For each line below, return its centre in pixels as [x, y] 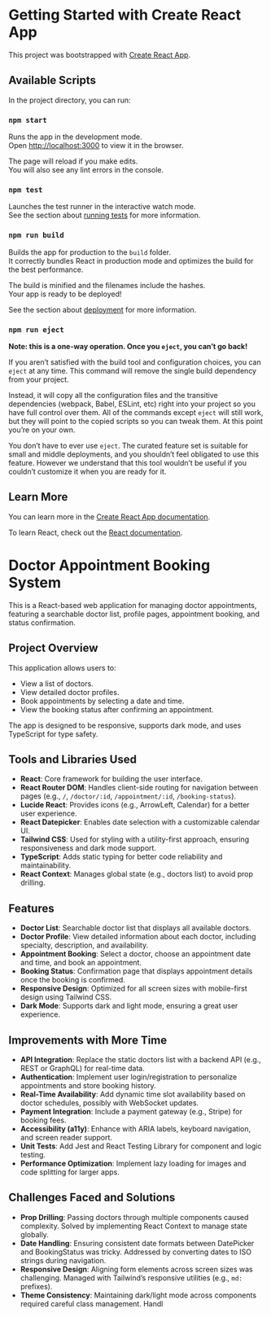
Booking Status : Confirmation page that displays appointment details [136, 971]
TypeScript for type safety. [53, 733]
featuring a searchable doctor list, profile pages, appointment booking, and [134, 614]
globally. [34, 1234]
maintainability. [46, 865]
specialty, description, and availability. [84, 945]
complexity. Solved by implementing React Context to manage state [134, 1226]
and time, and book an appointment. [81, 963]
